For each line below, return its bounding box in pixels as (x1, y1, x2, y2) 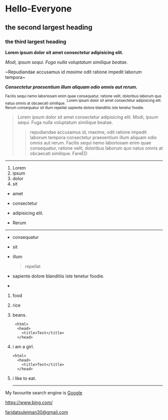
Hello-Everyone (5, 3, 72, 15)
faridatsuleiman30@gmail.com (5, 409, 68, 415)
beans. (12, 312, 27, 318)
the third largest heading (5, 38, 66, 45)
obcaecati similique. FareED (29, 151, 87, 157)
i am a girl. (12, 344, 34, 350)
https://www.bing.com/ (5, 399, 53, 405)
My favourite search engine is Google (5, 390, 82, 396)
